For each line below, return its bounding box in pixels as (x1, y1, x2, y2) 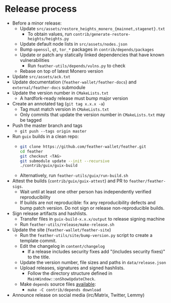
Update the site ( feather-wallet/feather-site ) (12, 227, 111, 233)
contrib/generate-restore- (73, 32, 131, 37)
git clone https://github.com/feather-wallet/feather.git (19, 144, 146, 149)
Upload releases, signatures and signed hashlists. (19, 265, 125, 271)
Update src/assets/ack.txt (12, 73, 71, 79)
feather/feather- (129, 179, 166, 184)
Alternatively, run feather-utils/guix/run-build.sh (19, 172, 129, 179)
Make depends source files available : (19, 281, 96, 287)
